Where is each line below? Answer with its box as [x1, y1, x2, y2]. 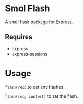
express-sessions [12, 51, 48, 57]
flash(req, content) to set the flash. [5, 93, 78, 99]
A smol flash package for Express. [5, 19, 73, 25]
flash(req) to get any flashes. [5, 84, 65, 89]
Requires [5, 33, 33, 41]
